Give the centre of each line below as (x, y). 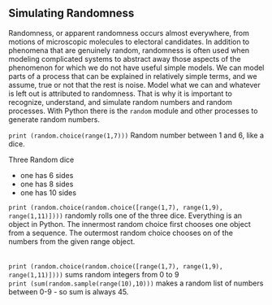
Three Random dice (41, 159)
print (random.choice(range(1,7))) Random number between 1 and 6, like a (136, 135)
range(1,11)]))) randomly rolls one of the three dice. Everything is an (125, 216)
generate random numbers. (54, 119)
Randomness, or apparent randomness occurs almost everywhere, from (129, 33)
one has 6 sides (47, 175)
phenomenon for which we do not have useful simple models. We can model (136, 68)
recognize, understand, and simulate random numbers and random (121, 102)
